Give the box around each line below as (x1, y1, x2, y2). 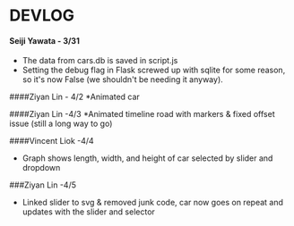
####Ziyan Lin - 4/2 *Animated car (9, 91, 141, 103)
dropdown (22, 163, 61, 173)
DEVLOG (9, 5, 74, 26)
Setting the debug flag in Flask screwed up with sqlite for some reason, (22, 64, 286, 76)
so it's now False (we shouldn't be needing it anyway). (22, 74, 224, 85)
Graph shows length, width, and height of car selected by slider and (22, 153, 273, 163)
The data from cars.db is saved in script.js (22, 55, 178, 66)
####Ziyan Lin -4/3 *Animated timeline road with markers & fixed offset (9, 109, 275, 120)
